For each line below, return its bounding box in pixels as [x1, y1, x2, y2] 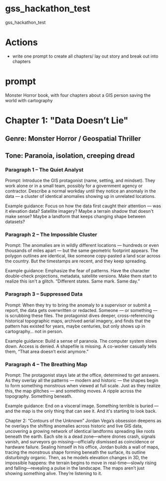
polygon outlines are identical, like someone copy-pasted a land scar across [5, 253, 161, 259]
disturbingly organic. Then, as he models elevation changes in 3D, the [5, 454, 148, 460]
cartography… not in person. [5, 328, 63, 334]
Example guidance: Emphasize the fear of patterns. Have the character [5, 268, 150, 274]
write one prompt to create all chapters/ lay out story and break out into [12, 53, 159, 59]
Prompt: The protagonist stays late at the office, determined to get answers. [5, 372, 160, 378]
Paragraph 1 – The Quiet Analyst [5, 166, 84, 173]
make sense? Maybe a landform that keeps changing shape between [5, 214, 146, 220]
